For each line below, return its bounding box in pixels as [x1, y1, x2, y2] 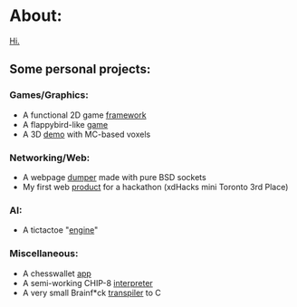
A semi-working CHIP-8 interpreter [22, 277, 154, 288]
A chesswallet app [22, 268, 92, 279]
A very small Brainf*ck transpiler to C [22, 287, 161, 298]
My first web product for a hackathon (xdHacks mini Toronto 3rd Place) [22, 181, 289, 192]
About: [9, 5, 62, 26]
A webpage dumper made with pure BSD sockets [22, 171, 206, 182]
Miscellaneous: [9, 247, 79, 260]
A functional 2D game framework [22, 110, 147, 120]
